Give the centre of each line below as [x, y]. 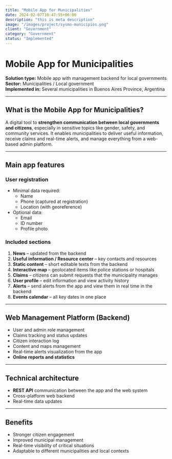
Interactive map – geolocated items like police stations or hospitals [83, 269]
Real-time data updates [37, 401]
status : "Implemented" [29, 39]
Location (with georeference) [51, 207]
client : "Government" [28, 29]
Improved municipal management [48, 440]
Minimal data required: [36, 191]
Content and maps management [47, 346]
